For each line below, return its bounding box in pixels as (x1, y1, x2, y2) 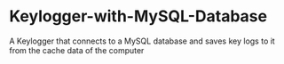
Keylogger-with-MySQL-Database (9, 6, 268, 27)
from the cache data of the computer (9, 44, 145, 55)
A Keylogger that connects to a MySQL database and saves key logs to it (9, 36, 275, 46)
